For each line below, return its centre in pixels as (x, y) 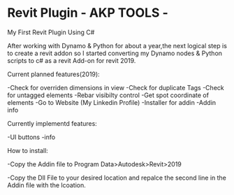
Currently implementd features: (52, 123)
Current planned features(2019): (53, 74)
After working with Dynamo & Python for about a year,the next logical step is (117, 45)
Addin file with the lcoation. (46, 185)
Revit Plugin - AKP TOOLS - (88, 13)
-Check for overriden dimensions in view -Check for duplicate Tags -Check (116, 87)
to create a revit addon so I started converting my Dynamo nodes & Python (115, 53)
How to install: (28, 150)
